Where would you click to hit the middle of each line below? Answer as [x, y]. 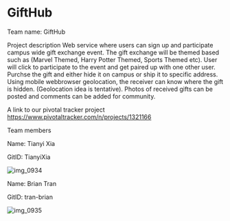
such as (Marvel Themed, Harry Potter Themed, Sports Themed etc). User [112, 59]
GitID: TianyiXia [29, 157]
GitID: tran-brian [30, 197]
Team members [29, 130]
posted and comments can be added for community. [81, 96]
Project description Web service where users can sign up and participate [110, 45]
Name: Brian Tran [32, 183]
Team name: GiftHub [36, 32]
